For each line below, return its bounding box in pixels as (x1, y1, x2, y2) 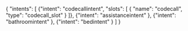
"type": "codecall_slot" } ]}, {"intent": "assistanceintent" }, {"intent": (6, 12, 176, 19)
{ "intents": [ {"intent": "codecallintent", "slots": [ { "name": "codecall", (6, 5, 183, 12)
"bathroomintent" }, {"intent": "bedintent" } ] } (6, 18, 121, 25)
